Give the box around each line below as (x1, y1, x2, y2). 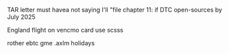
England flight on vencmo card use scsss (7, 26, 123, 34)
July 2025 (7, 13, 36, 21)
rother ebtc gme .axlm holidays (7, 39, 95, 47)
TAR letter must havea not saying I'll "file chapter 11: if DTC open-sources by (7, 6, 223, 13)
